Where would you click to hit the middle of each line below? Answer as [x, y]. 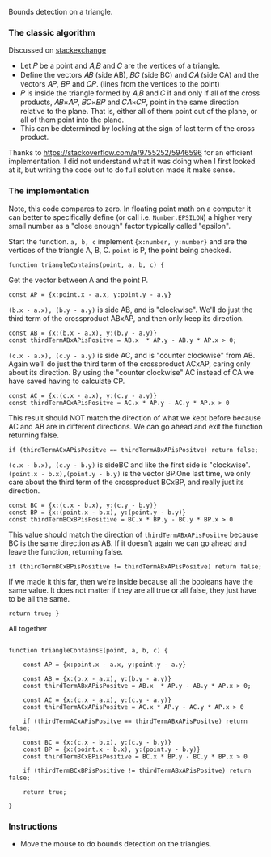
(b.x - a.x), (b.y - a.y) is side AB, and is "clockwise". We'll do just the [131, 310]
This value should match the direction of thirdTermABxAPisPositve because [133, 534]
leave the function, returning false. [66, 551]
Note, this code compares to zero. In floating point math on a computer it [130, 209]
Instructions [33, 826]
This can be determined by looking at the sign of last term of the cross [137, 129]
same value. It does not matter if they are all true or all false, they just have [133, 590]
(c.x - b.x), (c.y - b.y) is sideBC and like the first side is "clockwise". [129, 465]
